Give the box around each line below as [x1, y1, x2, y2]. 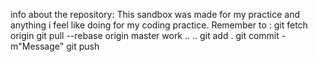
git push [66, 40, 100, 52]
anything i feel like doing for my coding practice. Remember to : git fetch [10, 19, 308, 31]
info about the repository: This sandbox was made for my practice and [10, 9, 300, 20]
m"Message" [10, 40, 65, 52]
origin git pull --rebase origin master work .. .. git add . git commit [10, 30, 280, 41]
